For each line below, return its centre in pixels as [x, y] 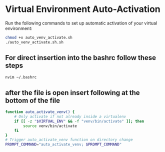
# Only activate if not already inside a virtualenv [70, 117]
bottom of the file [33, 100]
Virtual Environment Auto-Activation [83, 9]
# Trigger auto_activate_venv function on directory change [69, 140]
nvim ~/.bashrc [21, 77]
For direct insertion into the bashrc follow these [81, 58]
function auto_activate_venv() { [40, 112]
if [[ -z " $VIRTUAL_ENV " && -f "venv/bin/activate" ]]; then [79, 121]
